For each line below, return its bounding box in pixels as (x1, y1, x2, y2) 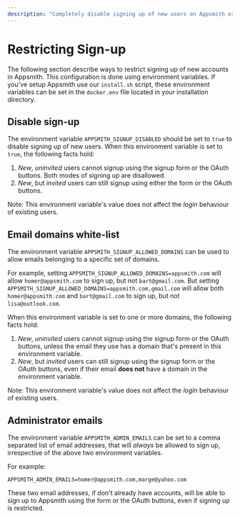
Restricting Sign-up (7, 41, 126, 57)
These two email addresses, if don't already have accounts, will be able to (7, 489, 226, 497)
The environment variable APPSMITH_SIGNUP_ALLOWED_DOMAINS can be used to (7, 248, 230, 256)
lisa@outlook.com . (7, 299, 61, 308)
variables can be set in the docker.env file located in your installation (7, 87, 209, 96)
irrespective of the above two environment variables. (7, 449, 163, 457)
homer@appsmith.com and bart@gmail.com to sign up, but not (7, 292, 180, 300)
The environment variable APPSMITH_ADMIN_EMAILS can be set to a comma (7, 433, 221, 442)
